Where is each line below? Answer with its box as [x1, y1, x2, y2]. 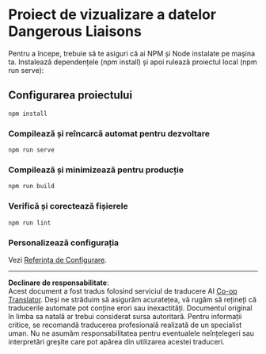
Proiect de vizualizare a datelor [8, 6, 216, 24]
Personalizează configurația [8, 237, 120, 248]
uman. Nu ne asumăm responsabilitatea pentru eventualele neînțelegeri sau [8, 328, 255, 338]
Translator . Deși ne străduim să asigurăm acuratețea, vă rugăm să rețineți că [8, 294, 257, 304]
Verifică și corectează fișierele [8, 201, 128, 212]
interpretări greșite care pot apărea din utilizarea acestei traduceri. [8, 337, 225, 346]
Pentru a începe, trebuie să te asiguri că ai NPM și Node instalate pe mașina [8, 48, 256, 58]
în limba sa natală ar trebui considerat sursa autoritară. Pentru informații [8, 311, 242, 321]
